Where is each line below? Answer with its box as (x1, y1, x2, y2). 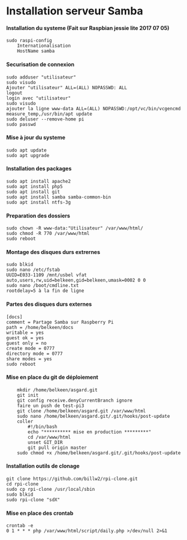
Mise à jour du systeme (6, 134, 66, 141)
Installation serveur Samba (6, 4, 144, 18)
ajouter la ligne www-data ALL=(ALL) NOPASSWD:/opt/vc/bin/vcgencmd (6, 105, 181, 111)
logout (6, 90, 23, 96)
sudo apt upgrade (6, 152, 50, 158)
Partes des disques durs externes (6, 301, 92, 307)
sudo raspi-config (6, 38, 52, 44)
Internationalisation (17, 43, 71, 49)
